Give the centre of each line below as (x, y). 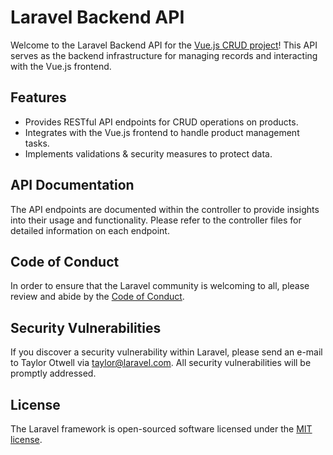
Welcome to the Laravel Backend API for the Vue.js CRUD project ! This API (164, 45)
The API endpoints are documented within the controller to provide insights (165, 209)
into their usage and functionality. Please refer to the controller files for (156, 220)
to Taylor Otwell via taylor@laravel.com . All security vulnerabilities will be (161, 363)
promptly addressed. (53, 373)
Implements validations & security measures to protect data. (148, 153)
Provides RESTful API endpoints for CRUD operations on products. (161, 122)
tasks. (37, 143)
